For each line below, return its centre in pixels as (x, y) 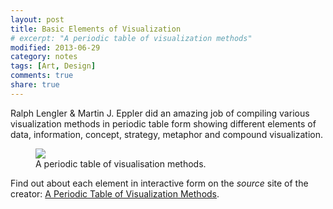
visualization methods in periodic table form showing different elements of (163, 123)
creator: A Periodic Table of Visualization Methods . (115, 193)
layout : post (37, 19)
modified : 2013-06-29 (55, 47)
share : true (35, 85)
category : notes (44, 57)
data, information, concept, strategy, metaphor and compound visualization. (166, 134)
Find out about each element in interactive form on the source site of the (159, 183)
